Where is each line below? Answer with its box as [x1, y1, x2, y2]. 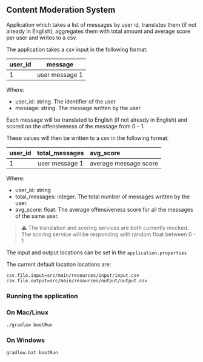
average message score [90, 159, 159, 167]
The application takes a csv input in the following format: [6, 46, 148, 53]
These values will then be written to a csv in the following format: [6, 134, 169, 142]
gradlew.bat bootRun [6, 350, 59, 356]
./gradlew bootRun [6, 322, 53, 328]
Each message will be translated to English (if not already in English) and [6, 116, 188, 124]
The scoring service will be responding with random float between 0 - [21, 231, 196, 238]
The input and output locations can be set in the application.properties [6, 249, 187, 256]
